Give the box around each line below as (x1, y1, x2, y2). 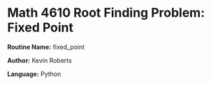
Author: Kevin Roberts (7, 56, 72, 64)
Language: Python (7, 70, 61, 78)
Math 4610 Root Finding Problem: (7, 5, 205, 21)
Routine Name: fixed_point (7, 42, 85, 51)
